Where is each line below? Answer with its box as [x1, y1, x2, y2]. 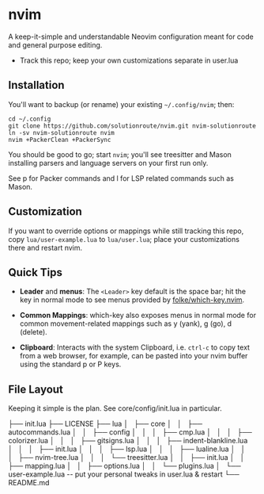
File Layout [8, 382, 63, 396]
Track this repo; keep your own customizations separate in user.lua [19, 56, 239, 65]
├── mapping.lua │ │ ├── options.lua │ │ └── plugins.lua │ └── [8, 461, 241, 471]
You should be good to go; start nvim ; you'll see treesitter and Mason [8, 149, 232, 159]
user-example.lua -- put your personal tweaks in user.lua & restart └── [8, 469, 239, 479]
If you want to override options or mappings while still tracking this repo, [8, 226, 244, 236]
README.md [8, 478, 50, 488]
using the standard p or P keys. [19, 359, 122, 370]
